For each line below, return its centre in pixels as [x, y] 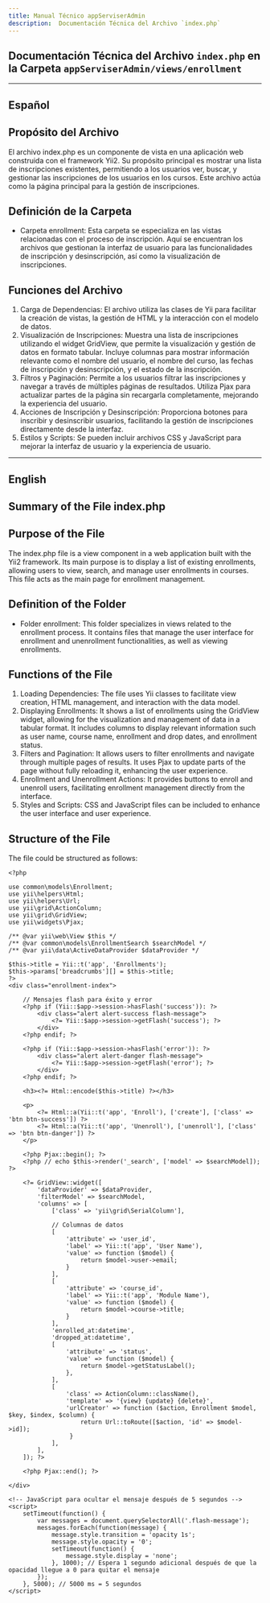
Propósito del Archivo [63, 132]
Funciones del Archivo [65, 290]
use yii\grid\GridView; [48, 915]
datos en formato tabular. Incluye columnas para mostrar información [135, 352]
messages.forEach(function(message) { [102, 1528]
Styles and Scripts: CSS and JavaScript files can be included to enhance [140, 805]
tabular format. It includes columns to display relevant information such [138, 728]
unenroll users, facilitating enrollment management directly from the [132, 788]
